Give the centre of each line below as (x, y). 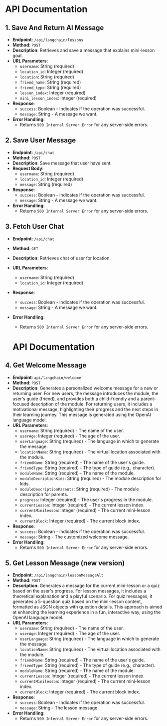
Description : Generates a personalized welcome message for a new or (85, 388)
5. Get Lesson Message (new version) (65, 563)
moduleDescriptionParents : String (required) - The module (79, 489)
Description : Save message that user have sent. (62, 163)
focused (21, 404)
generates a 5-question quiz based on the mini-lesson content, (77, 601)
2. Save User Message (41, 140)
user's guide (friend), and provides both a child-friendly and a (76, 398)
